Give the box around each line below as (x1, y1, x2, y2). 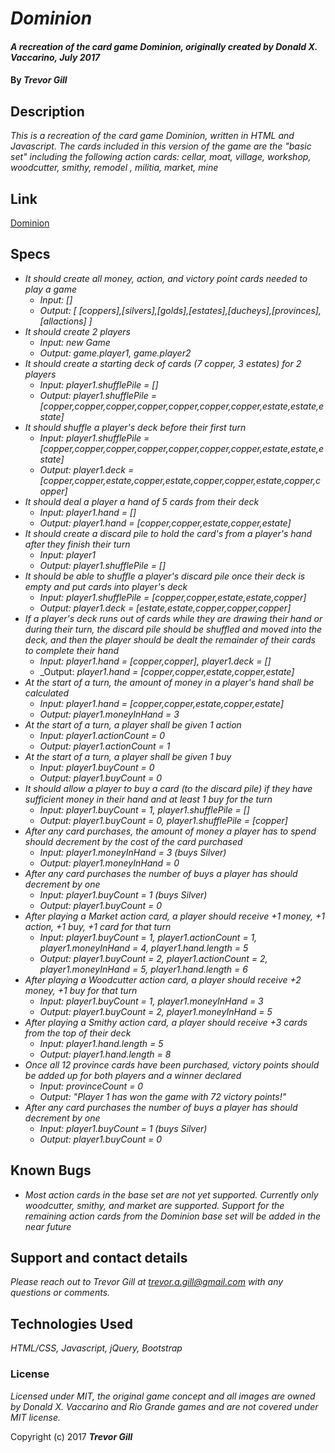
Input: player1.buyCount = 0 (39, 761, 155, 773)
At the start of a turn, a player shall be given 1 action (24, 718, 242, 731)
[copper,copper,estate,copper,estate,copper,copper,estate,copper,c (39, 474, 321, 486)
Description (10, 103, 85, 120)
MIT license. (10, 1411, 61, 1423)
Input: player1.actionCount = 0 (39, 729, 166, 741)
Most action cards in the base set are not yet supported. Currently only (24, 1188, 319, 1201)
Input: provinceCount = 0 (39, 1080, 144, 1092)
